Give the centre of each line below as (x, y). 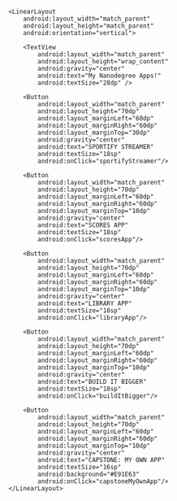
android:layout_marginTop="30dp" (94, 133)
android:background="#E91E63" (88, 474)
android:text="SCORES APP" (83, 225)
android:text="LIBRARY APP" (85, 303)
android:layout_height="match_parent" (88, 26)
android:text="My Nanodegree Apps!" (99, 76)
